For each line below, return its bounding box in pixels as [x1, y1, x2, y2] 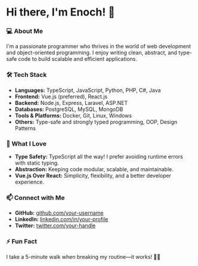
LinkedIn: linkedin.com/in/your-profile [14, 216, 109, 223]
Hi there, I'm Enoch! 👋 [6, 5, 115, 19]
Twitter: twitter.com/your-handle [14, 222, 96, 229]
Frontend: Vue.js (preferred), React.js [14, 92, 108, 100]
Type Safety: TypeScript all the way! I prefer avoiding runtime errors [14, 153, 183, 160]
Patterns [14, 125, 36, 132]
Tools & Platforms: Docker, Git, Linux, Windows [14, 112, 132, 119]
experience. [14, 178, 45, 185]
